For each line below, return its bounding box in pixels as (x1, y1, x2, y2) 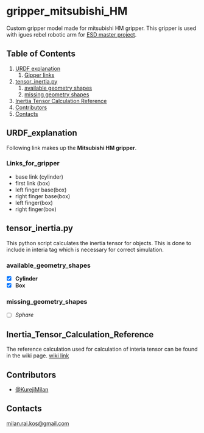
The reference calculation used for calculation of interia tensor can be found (6, 346, 198, 353)
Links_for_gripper (6, 159, 60, 168)
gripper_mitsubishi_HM (6, 4, 128, 18)
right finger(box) (15, 206, 57, 213)
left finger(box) (15, 199, 53, 206)
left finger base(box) (15, 186, 67, 193)
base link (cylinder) (15, 173, 64, 181)
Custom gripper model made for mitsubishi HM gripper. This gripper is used (6, 24, 197, 32)
